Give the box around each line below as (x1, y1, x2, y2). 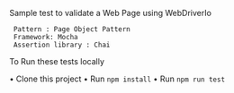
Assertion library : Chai (13, 40, 111, 49)
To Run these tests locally (9, 56, 105, 66)
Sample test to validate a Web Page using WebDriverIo (9, 8, 211, 18)
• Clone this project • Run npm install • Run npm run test (9, 73, 226, 84)
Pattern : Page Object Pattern (13, 25, 130, 34)
